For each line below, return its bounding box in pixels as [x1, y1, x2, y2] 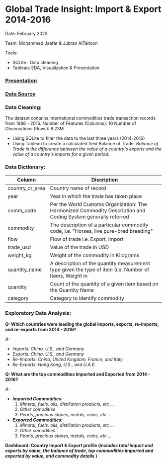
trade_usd [7, 244, 31, 251]
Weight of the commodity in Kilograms [50, 252, 140, 259]
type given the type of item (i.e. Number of [50, 266, 150, 273]
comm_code [7, 207, 36, 214]
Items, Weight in [50, 273, 88, 279]
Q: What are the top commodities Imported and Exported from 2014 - [5, 371, 151, 377]
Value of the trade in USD [50, 244, 109, 251]
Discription [91, 177, 118, 184]
